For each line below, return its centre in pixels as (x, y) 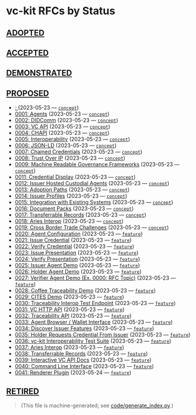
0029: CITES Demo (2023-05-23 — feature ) (69, 297)
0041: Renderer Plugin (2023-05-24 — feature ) (73, 373)
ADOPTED (25, 33)
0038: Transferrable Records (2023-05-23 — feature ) (81, 354)
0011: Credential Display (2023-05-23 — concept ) (75, 177)
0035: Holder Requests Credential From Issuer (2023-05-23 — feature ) (103, 335)
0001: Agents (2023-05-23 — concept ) (62, 114)
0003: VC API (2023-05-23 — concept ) (63, 126)
